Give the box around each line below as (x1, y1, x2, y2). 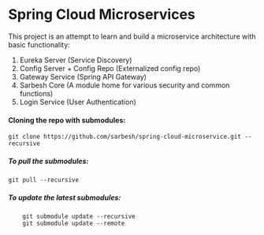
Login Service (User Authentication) (19, 97, 136, 106)
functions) (19, 88, 54, 98)
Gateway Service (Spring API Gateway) (19, 72, 147, 81)
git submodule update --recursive (22, 213, 136, 221)
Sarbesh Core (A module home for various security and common (19, 80, 230, 90)
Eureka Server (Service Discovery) (19, 55, 132, 65)
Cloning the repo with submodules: (8, 115, 126, 125)
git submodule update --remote (22, 219, 125, 228)
